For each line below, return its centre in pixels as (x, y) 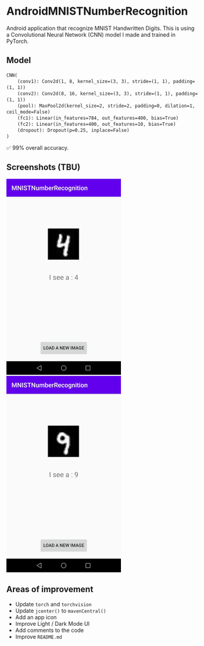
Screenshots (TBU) (43, 167)
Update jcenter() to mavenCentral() (61, 611)
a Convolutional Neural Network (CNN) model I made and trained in (91, 34)
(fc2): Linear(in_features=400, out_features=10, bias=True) (97, 124)
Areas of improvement (50, 589)
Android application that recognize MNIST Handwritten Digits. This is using (100, 28)
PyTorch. (18, 41)
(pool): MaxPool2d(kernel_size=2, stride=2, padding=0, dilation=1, (106, 106)
